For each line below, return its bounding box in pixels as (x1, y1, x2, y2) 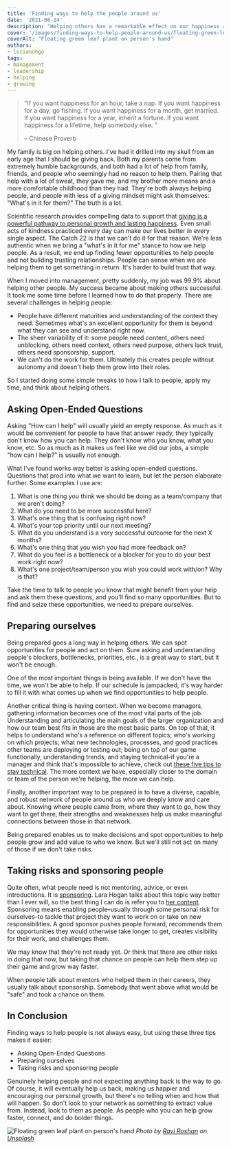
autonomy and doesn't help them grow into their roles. (16, 363, 171, 371)
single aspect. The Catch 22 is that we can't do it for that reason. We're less (7, 234, 222, 243)
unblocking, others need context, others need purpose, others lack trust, (16, 341, 223, 349)
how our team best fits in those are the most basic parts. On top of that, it (7, 723, 215, 732)
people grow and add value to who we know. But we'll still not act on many (7, 838, 219, 846)
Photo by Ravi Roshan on (135, 1126, 208, 1135)
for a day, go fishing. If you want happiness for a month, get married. (23, 107, 219, 115)
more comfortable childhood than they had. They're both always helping (7, 184, 212, 192)
